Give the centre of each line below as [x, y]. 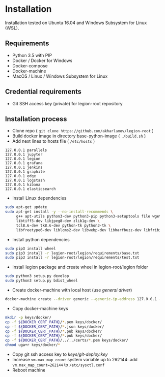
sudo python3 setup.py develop [37, 276]
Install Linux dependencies [39, 198]
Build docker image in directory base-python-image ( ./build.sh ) [79, 136]
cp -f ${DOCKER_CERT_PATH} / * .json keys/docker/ [55, 327]
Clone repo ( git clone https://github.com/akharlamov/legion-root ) [83, 131]
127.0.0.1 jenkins [24, 168]
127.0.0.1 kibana [23, 185]
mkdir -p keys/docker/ [28, 317]
